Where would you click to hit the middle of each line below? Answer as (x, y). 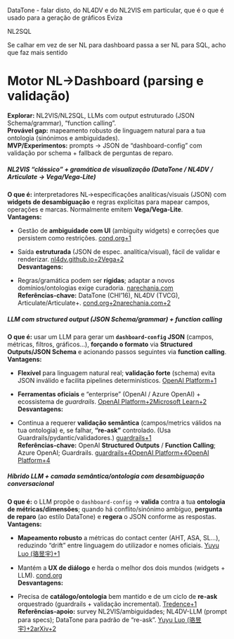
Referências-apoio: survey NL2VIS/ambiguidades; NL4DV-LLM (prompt (122, 611)
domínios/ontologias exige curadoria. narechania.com (95, 288)
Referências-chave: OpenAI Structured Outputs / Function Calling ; (116, 445)
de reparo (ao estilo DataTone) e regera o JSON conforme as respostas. (112, 516)
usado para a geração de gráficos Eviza (65, 18)
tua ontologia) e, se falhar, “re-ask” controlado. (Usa (94, 430)
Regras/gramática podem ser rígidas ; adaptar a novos (96, 280)
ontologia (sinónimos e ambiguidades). (64, 138)
